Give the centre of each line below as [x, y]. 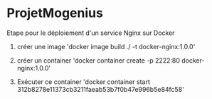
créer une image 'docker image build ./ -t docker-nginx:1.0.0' [106, 46]
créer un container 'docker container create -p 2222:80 [99, 60]
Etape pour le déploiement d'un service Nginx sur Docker [91, 33]
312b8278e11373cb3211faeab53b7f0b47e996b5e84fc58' [100, 89]
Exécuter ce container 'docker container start [83, 82]
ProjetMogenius [55, 13]
